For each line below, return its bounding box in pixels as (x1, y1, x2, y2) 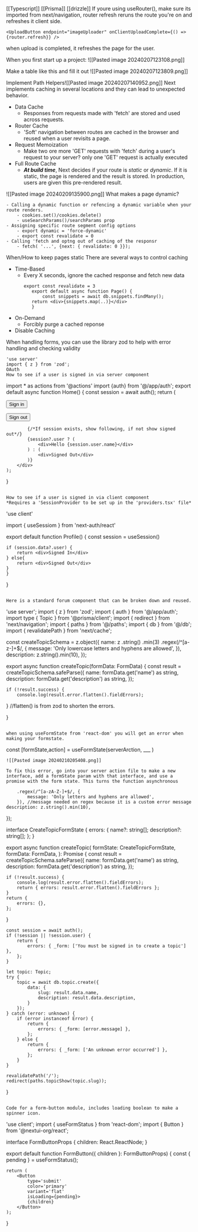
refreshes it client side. (6, 18, 62, 24)
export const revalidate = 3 (23, 283, 96, 289)
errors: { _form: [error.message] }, (37, 1026, 131, 1032)
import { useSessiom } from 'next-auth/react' (6, 522, 116, 529)
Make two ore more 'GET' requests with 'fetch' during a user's (23, 148, 176, 154)
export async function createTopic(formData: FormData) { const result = (6, 663, 181, 669)
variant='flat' (27, 1189, 65, 1195)
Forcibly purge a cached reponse (23, 320, 105, 328)
